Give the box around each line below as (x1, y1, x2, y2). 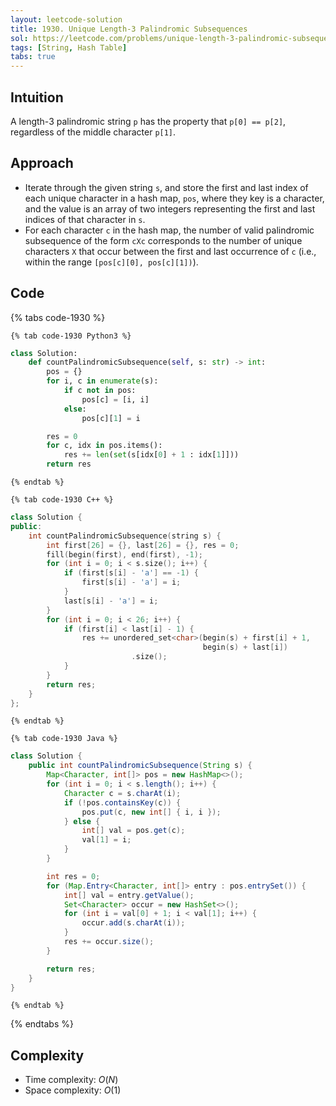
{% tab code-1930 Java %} (10, 734, 118, 744)
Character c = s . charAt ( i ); (63, 788, 182, 798)
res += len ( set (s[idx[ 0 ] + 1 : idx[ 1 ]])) (63, 450, 240, 460)
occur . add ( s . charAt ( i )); (81, 918, 186, 928)
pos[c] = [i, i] (81, 394, 150, 405)
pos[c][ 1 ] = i (81, 413, 141, 423)
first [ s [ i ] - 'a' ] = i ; (81, 577, 182, 588)
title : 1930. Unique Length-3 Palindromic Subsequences (10, 24, 248, 34)
